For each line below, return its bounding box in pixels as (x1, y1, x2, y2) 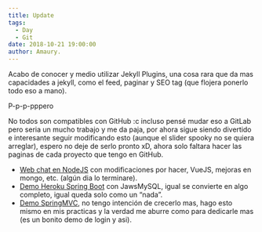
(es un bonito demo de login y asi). (19, 215, 132, 224)
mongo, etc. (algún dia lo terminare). (19, 173, 138, 183)
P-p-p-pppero (8, 101, 54, 111)
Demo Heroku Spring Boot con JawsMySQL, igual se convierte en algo (19, 182, 249, 190)
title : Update (8, 11, 55, 20)
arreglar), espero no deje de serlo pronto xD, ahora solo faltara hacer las (8, 142, 242, 150)
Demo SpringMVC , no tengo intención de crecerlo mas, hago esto (19, 198, 233, 208)
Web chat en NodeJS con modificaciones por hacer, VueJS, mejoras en (19, 165, 252, 174)
